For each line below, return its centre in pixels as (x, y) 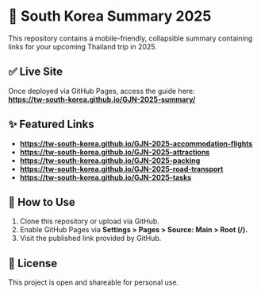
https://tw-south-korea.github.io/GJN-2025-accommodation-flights (136, 143)
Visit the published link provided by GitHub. (90, 239)
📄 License (33, 263)
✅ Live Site (36, 72)
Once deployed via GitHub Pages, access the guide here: (102, 91)
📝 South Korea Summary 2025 (110, 16)
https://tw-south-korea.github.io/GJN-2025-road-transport (121, 169)
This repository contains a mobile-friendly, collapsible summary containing (130, 38)
